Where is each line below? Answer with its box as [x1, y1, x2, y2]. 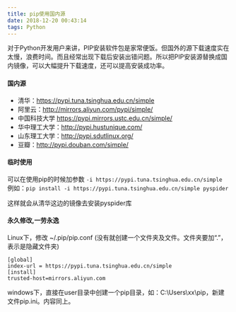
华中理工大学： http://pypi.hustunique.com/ [17, 122, 143, 131]
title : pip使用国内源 [7, 10, 66, 18]
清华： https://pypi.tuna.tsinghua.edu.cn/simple [17, 96, 155, 105]
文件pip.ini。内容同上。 [7, 296, 75, 305]
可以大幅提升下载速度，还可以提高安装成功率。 [31, 62, 168, 70]
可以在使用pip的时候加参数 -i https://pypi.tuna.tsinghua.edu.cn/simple [7, 175, 223, 183]
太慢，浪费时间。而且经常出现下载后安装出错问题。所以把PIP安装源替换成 [7, 52, 221, 61]
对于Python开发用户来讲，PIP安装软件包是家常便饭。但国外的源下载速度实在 [7, 44, 230, 52]
